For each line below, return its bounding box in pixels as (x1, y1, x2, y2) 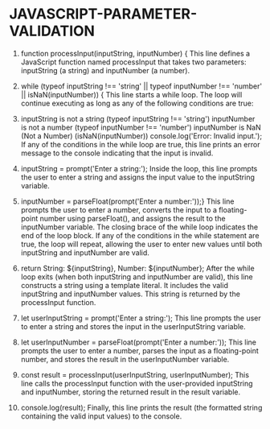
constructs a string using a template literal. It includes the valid (20, 280, 228, 290)
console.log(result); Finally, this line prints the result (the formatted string (20, 402, 263, 412)
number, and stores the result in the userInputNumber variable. (20, 354, 230, 364)
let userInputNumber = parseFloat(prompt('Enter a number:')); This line (20, 337, 256, 347)
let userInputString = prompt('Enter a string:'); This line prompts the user (20, 313, 262, 323)
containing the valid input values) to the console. (20, 411, 182, 421)
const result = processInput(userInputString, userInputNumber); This (20, 369, 250, 379)
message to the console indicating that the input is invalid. (20, 148, 214, 158)
